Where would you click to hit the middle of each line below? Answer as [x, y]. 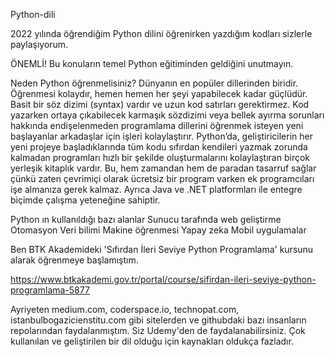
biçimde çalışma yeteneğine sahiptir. [85, 200]
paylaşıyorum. [39, 44]
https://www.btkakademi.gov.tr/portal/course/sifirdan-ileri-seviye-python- [163, 279]
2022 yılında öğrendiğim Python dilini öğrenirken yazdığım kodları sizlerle [161, 33]
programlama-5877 [50, 290]
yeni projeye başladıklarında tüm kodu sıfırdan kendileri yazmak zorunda [159, 147]
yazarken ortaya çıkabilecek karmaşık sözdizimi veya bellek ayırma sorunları [167, 115]
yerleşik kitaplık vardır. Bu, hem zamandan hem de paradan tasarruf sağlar [163, 168]
